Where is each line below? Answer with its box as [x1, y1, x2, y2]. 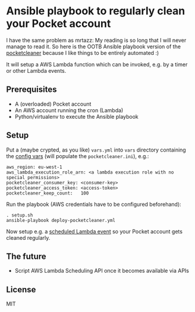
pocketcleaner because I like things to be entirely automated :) [6, 49, 159, 56]
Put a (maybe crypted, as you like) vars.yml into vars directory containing [6, 146, 186, 153]
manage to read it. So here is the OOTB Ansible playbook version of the [6, 43, 181, 50]
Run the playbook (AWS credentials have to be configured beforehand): [6, 200, 181, 208]
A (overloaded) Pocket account [14, 100, 92, 107]
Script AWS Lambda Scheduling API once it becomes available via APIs [14, 267, 189, 274]
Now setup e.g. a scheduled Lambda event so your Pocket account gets [6, 228, 183, 235]
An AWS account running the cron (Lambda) [14, 106, 124, 114]
